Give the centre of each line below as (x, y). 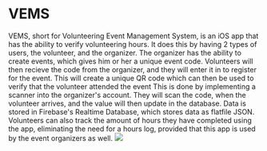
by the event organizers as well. (61, 138)
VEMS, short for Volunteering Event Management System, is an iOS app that (133, 36)
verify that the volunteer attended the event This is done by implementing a (132, 86)
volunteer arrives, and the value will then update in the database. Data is (127, 103)
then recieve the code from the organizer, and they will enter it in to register (133, 69)
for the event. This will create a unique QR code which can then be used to (131, 78)
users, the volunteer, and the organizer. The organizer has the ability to (125, 52)
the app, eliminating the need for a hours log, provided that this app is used (132, 129)
